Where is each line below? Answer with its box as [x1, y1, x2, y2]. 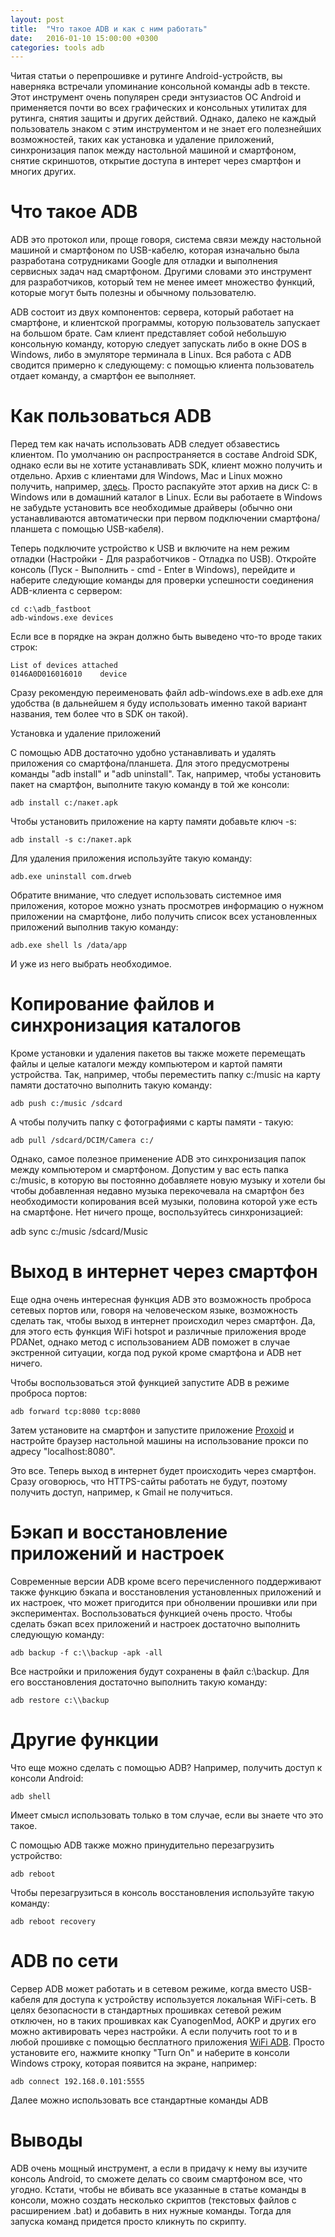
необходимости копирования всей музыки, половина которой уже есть [10, 1196, 318, 1208]
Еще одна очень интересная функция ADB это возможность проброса [10, 1294, 312, 1305]
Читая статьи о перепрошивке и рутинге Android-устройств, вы [10, 70, 283, 82]
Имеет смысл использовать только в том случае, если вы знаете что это [10, 1809, 324, 1821]
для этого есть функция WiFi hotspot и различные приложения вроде [10, 1326, 307, 1337]
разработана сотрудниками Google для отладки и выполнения [10, 255, 278, 267]
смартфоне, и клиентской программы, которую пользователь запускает [10, 317, 321, 329]
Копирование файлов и [10, 993, 215, 1016]
